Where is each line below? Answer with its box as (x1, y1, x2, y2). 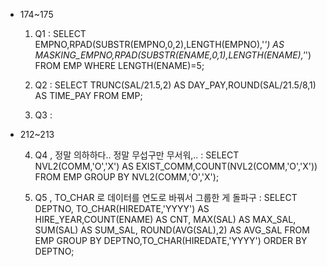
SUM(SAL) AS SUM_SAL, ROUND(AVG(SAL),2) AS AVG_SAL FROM (34, 224, 310, 236)
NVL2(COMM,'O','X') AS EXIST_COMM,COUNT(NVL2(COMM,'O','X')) (34, 160, 318, 172)
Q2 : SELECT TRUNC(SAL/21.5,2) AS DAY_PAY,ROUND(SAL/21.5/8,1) (34, 79, 317, 91)
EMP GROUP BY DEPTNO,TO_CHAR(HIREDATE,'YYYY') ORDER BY (34, 235, 308, 246)
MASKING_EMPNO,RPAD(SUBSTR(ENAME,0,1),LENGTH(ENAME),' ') (34, 49, 312, 61)
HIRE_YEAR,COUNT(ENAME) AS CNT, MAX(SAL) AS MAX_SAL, (34, 214, 297, 225)
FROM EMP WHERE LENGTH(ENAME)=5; (34, 60, 205, 71)
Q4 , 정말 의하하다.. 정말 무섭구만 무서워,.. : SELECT (34, 149, 240, 161)
